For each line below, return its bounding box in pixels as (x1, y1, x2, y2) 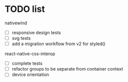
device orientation (11, 72, 49, 78)
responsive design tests (11, 29, 61, 35)
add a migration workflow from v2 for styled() (11, 41, 106, 47)
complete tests (11, 61, 43, 67)
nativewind (4, 20, 27, 26)
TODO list (4, 3, 45, 15)
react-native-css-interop (4, 51, 55, 57)
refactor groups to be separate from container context (11, 66, 123, 72)
